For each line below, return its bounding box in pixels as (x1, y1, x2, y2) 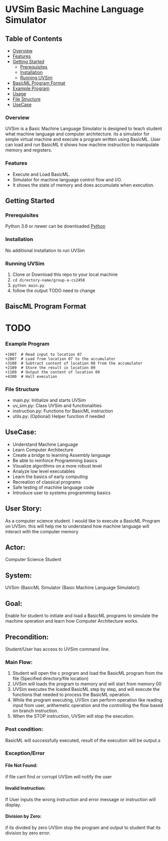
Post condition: (5, 726, 44, 733)
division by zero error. (5, 830, 51, 836)
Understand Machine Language (12, 441, 78, 447)
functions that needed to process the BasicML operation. (12, 691, 131, 698)
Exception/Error (5, 750, 45, 757)
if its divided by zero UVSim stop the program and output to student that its (5, 825, 161, 831)
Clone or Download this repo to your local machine (12, 271, 118, 277)
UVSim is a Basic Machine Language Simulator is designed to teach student (5, 125, 162, 132)
